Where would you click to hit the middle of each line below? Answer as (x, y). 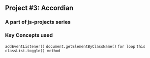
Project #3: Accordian (39, 8)
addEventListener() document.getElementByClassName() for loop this (75, 46)
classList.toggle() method (33, 51)
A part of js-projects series (38, 22)
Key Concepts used (29, 35)
